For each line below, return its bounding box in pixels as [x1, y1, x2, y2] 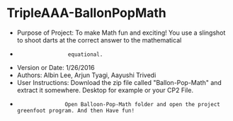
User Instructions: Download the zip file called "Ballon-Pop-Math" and [16, 78, 222, 86]
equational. [67, 51, 103, 58]
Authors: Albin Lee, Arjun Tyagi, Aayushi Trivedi [16, 71, 157, 79]
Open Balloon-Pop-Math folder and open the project [64, 100, 220, 108]
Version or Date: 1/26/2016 [16, 63, 95, 71]
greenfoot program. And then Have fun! [16, 107, 135, 114]
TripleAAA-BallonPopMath [6, 5, 167, 21]
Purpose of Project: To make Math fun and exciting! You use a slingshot [16, 28, 226, 37]
